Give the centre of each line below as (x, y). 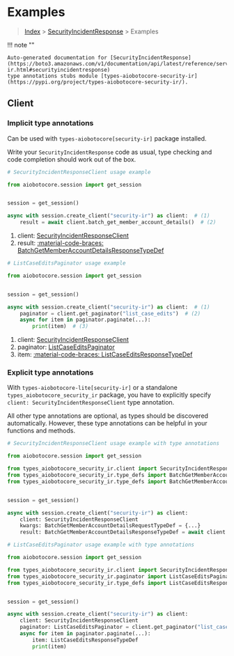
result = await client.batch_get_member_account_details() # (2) (118, 222)
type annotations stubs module (53, 76)
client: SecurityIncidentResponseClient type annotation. (91, 403)
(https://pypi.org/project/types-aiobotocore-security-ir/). (98, 82)
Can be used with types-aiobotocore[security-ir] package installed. (107, 138)
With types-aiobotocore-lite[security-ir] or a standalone (92, 388)
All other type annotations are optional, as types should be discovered (108, 416)
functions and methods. (41, 431)
